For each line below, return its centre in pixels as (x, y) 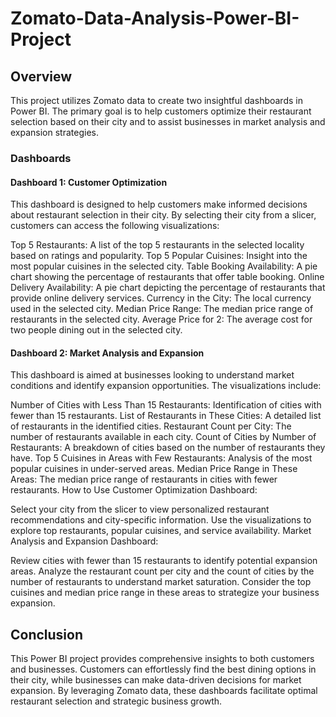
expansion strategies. (54, 132)
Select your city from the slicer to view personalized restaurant (140, 509)
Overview (41, 76)
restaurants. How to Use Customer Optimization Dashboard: (134, 490)
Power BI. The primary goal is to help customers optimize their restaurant (161, 111)
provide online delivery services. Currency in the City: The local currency (161, 298)
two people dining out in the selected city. (96, 330)
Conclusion (47, 634)
